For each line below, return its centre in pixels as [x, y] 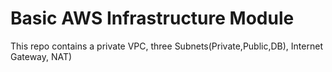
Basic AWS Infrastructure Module [152, 18]
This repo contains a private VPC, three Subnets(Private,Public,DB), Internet [166, 46]
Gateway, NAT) [41, 56]
